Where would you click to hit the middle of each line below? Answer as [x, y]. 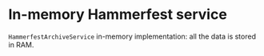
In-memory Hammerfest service [118, 15]
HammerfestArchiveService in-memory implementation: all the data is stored [132, 36]
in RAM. [21, 44]
